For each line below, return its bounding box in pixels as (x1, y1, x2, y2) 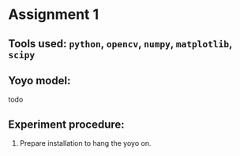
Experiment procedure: (8, 117, 125, 131)
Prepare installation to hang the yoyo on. (19, 139, 152, 148)
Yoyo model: (8, 73, 71, 87)
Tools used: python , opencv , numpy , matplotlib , (8, 37, 233, 50)
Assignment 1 (8, 6, 99, 24)
